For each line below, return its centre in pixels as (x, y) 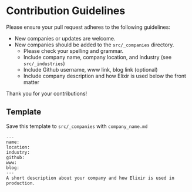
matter (31, 82)
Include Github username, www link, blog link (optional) (90, 69)
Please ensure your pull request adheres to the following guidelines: (88, 27)
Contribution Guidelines (66, 11)
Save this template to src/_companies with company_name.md (77, 126)
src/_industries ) (44, 63)
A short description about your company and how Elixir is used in (90, 178)
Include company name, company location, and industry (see (97, 57)
